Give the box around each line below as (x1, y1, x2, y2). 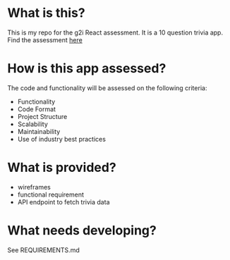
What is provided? (7, 160, 116, 175)
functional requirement (17, 190, 85, 199)
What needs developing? (7, 223, 157, 238)
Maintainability (17, 127, 61, 135)
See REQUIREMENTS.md (7, 245, 80, 254)
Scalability (17, 120, 48, 128)
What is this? (7, 5, 86, 21)
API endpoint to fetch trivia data (17, 197, 110, 206)
